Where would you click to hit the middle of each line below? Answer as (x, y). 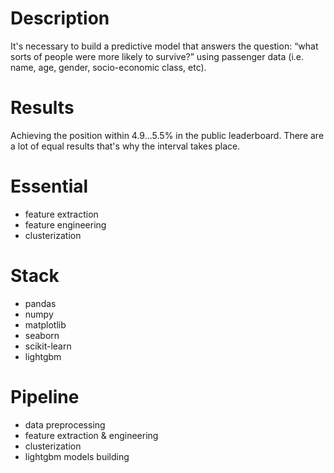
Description (60, 18)
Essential (49, 186)
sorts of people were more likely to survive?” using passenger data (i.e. (157, 56)
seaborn (42, 335)
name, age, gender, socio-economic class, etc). (108, 67)
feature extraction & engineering (91, 435)
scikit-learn (48, 346)
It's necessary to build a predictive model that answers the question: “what (164, 46)
